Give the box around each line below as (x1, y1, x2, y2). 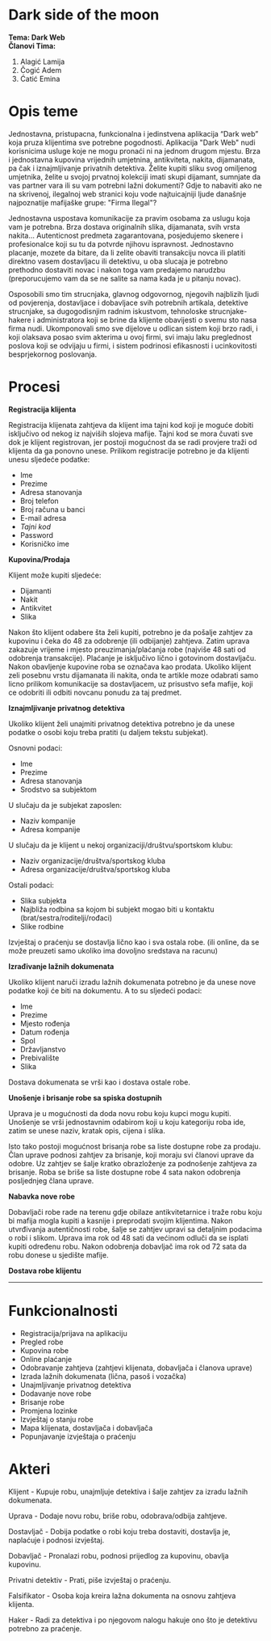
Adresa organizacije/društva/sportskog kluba (19, 864, 171, 874)
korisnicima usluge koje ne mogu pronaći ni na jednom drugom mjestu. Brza (8, 146, 261, 155)
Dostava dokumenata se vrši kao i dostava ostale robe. (8, 1077, 191, 1087)
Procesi (8, 378, 60, 396)
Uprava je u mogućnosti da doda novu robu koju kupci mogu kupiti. (8, 1108, 231, 1118)
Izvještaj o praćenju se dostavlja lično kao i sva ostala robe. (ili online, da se (8, 937, 260, 947)
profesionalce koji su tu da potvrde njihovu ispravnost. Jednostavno (8, 239, 234, 248)
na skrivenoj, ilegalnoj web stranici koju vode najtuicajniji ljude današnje (8, 188, 247, 199)
